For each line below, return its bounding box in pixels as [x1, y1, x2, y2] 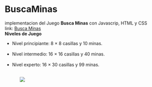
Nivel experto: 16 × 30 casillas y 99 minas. [12, 61, 100, 67]
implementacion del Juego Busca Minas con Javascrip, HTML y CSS [5, 20, 147, 26]
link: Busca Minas [5, 25, 41, 31]
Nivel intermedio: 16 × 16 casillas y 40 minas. [12, 51, 105, 57]
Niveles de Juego [5, 30, 42, 36]
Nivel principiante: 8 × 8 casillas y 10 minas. [12, 40, 103, 46]
